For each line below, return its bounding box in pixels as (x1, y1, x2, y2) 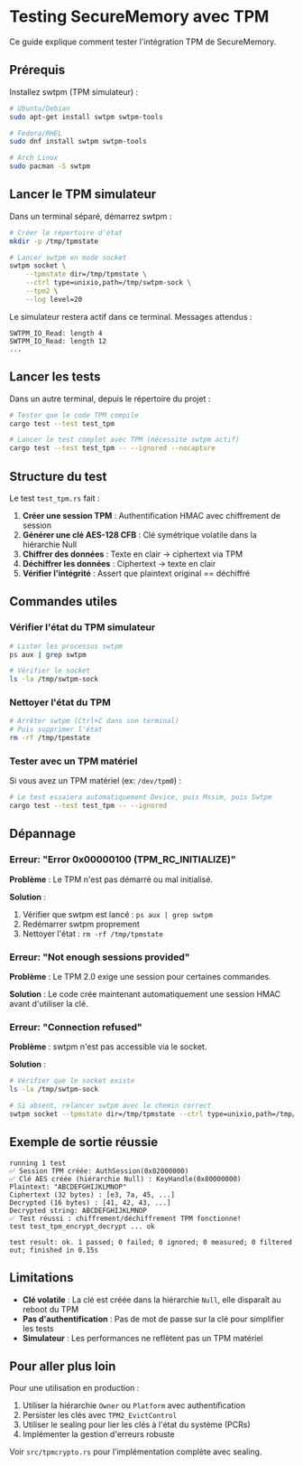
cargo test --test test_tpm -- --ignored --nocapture (9, 444, 216, 453)
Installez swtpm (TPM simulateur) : (9, 86, 139, 97)
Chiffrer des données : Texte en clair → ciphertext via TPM (22, 549, 243, 559)
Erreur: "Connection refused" (9, 1021, 142, 1033)
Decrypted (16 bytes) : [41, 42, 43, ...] (9, 1198, 171, 1208)
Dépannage (9, 826, 77, 841)
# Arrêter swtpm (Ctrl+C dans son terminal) (9, 717, 179, 726)
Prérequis (9, 62, 66, 78)
